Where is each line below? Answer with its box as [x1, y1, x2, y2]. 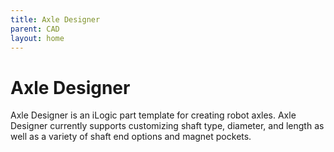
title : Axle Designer [10, 14, 101, 25]
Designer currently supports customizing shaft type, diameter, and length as [10, 120, 325, 132]
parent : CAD [10, 24, 60, 34]
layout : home [10, 33, 65, 43]
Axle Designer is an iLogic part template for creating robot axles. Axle [10, 109, 297, 121]
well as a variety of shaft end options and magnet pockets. [10, 131, 252, 143]
